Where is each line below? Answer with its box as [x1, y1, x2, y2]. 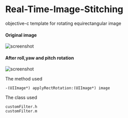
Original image [5, 32, 37, 38]
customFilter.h [5, 104, 38, 109]
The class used [5, 95, 37, 101]
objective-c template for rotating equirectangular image [5, 20, 121, 26]
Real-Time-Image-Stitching [5, 4, 123, 15]
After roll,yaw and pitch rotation [5, 55, 74, 61]
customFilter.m [5, 109, 38, 114]
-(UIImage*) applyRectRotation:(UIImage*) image [5, 86, 110, 91]
